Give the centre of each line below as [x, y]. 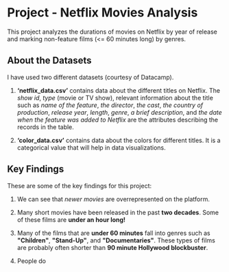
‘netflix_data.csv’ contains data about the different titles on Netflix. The [119, 90]
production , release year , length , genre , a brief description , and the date [120, 112]
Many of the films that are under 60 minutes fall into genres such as [113, 233]
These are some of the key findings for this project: [80, 185]
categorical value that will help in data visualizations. [91, 147]
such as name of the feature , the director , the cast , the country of [110, 105]
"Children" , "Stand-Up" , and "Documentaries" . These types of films [116, 240]
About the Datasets [49, 61]
